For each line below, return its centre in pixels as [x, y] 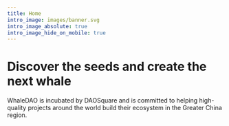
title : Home [24, 13]
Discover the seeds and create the [107, 67]
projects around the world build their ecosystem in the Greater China [125, 108]
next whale [39, 82]
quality [17, 108]
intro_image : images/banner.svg [53, 20]
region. [17, 115]
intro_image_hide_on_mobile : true [57, 33]
